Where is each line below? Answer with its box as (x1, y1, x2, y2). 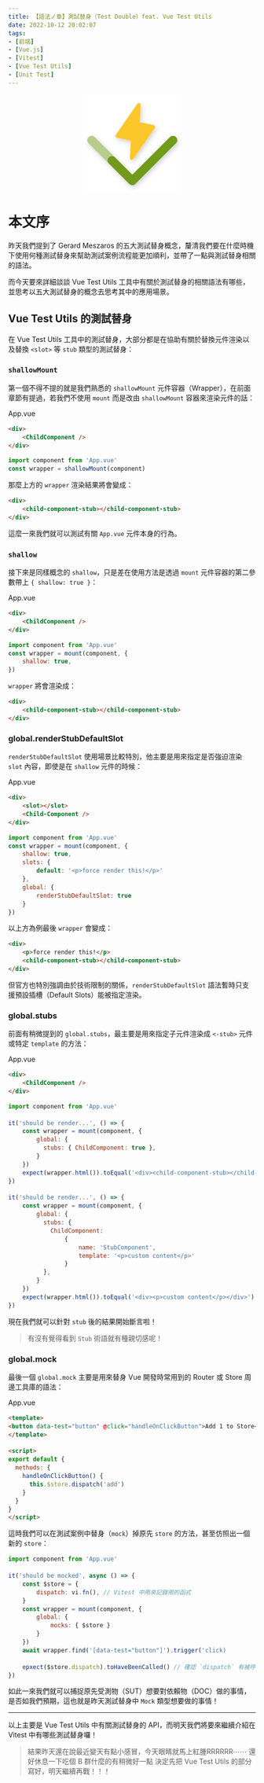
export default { (8, 1455, 65, 1464)
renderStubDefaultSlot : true (36, 891, 132, 899)
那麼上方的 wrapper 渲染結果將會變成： (8, 480, 134, 490)
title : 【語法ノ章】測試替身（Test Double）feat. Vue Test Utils (8, 13, 212, 20)
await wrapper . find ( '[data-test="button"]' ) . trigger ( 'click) (22, 1646, 226, 1654)
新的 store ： (8, 1539, 49, 1548)
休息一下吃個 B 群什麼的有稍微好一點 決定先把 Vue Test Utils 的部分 (34, 1757, 252, 1766)
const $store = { (22, 1580, 79, 1588)
